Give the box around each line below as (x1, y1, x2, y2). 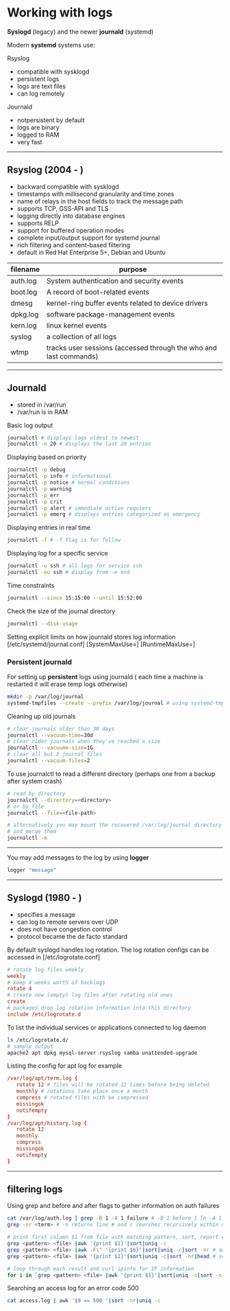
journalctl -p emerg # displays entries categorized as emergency (7, 511, 201, 518)
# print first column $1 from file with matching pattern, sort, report (7, 1234, 219, 1241)
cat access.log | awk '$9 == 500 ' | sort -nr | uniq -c (7, 1297, 161, 1304)
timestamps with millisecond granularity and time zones (16, 190, 175, 198)
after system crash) (7, 777, 62, 785)
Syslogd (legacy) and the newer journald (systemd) (7, 27, 154, 36)
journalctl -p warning (7, 486, 72, 492)
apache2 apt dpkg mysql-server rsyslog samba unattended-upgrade (7, 1049, 197, 1056)
